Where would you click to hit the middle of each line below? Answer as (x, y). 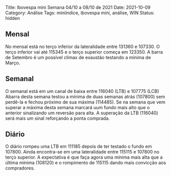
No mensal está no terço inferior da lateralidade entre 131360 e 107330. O (82, 46)
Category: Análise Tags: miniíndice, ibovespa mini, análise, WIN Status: (80, 13)
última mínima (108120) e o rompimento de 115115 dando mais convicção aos (86, 163)
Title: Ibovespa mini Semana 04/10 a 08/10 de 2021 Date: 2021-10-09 (78, 7)
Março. (13, 63)
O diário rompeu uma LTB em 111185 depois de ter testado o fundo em (79, 146)
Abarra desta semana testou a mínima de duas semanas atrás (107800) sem (85, 96)
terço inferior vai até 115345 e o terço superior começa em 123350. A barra (84, 52)
